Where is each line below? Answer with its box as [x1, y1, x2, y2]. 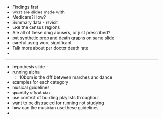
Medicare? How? [12, 14, 46, 20]
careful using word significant [12, 40, 72, 45]
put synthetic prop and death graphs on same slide [12, 35, 114, 40]
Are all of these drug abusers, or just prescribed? [12, 30, 111, 35]
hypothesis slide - [12, 64, 49, 69]
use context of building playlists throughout [12, 95, 99, 100]
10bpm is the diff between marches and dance [19, 74, 113, 80]
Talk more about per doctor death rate [12, 45, 89, 51]
